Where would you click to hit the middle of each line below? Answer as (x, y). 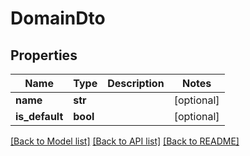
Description (136, 83)
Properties (44, 55)
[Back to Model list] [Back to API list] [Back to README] (125, 141)
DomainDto (58, 18)
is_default (39, 116)
